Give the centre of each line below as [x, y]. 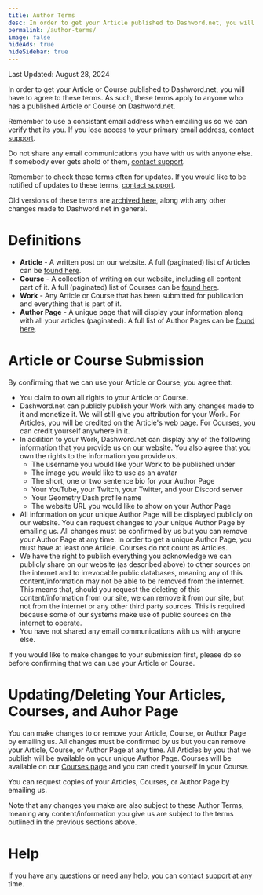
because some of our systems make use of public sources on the [125, 614]
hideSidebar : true [38, 52]
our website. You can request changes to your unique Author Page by [132, 522]
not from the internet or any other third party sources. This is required [132, 606]
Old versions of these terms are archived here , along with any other [117, 200]
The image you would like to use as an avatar [104, 473]
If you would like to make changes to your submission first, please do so [125, 654]
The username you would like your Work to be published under [133, 464]
